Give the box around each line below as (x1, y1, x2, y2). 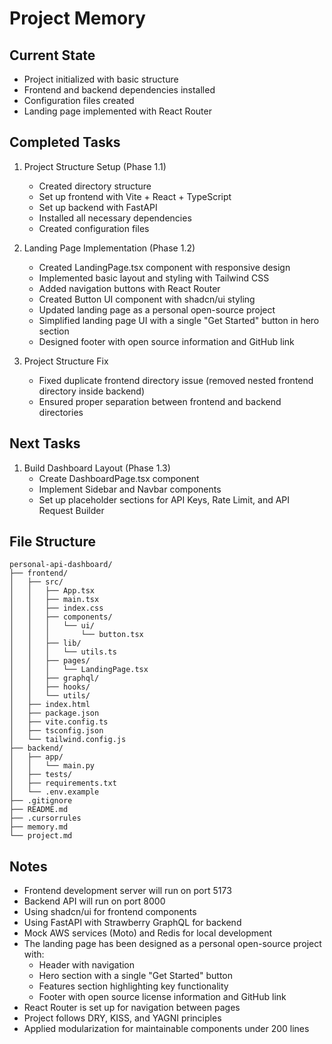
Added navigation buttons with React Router (38, 282, 221, 294)
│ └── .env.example (9, 787, 100, 797)
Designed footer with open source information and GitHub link (38, 335, 295, 347)
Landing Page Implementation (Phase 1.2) (23, 242, 196, 254)
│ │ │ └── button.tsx (9, 630, 144, 640)
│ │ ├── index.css (9, 603, 104, 614)
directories (38, 406, 84, 418)
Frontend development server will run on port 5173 (23, 885, 232, 897)
